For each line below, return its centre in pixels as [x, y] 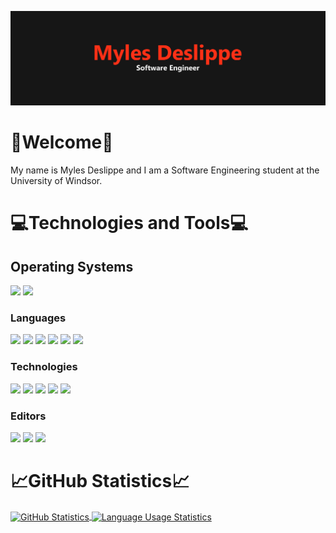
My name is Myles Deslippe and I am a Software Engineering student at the [165, 170]
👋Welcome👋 [62, 142]
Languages [38, 318]
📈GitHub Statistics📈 [100, 481]
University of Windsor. [56, 181]
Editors [28, 416]
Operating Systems [72, 266]
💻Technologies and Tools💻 [129, 223]
